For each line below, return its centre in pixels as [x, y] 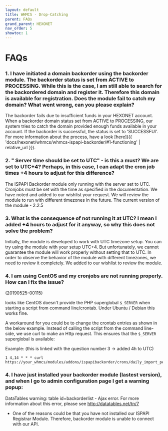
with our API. [25, 424]
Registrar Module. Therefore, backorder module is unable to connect [83, 418]
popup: [14, 387]
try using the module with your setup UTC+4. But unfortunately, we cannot [82, 247]
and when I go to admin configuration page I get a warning [77, 381]
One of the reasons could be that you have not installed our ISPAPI [81, 413]
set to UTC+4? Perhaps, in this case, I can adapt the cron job [80, 167]
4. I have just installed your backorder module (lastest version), [83, 375]
